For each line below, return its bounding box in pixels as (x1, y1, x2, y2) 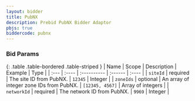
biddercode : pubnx (6, 31, 51, 36)
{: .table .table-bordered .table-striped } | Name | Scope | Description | (6, 63, 177, 70)
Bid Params (6, 50, 39, 58)
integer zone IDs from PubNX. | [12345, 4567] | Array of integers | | (6, 82, 169, 89)
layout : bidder (6, 8, 43, 15)
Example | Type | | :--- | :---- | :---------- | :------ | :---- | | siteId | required (6, 69, 190, 76)
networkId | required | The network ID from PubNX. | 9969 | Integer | (6, 88, 169, 95)
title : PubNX (6, 14, 38, 20)
